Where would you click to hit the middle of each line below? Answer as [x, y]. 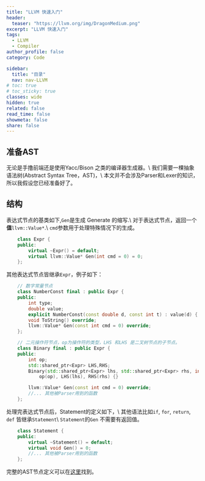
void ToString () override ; [63, 320]
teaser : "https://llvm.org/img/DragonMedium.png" [76, 23]
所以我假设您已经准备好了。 [41, 183]
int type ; [41, 303]
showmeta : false [27, 120]
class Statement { [41, 431]
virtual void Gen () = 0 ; [60, 448]
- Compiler [26, 47]
